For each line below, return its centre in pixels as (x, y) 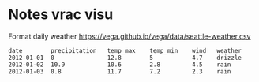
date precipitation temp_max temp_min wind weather (125, 50)
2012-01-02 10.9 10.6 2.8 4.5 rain (120, 65)
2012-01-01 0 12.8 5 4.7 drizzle (125, 58)
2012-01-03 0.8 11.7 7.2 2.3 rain (120, 71)
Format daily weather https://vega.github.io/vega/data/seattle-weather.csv (129, 36)
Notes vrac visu (61, 15)
